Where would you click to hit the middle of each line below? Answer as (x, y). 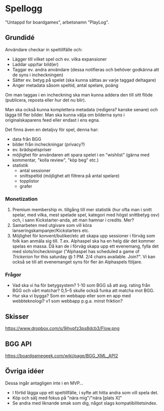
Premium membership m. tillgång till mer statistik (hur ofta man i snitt (82, 210)
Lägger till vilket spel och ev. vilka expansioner (60, 59)
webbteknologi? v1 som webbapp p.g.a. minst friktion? (67, 301)
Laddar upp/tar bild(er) (35, 64)
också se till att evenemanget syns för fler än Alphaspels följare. (77, 262)
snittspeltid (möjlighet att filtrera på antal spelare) (69, 176)
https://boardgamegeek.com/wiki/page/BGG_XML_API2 (62, 355)
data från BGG (27, 139)
